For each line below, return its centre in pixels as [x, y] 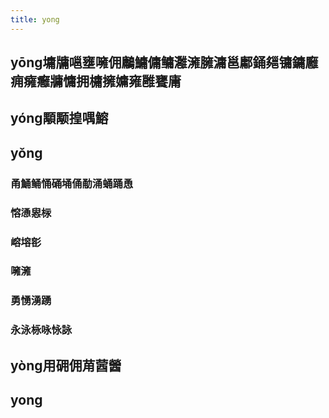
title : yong [35, 19]
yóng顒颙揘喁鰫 [59, 118]
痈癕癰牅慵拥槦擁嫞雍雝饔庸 [96, 81]
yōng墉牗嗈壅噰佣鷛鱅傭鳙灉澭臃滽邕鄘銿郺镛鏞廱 [164, 62]
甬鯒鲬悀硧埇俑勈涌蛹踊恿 [72, 183]
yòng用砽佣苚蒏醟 [66, 365]
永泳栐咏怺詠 [41, 330]
